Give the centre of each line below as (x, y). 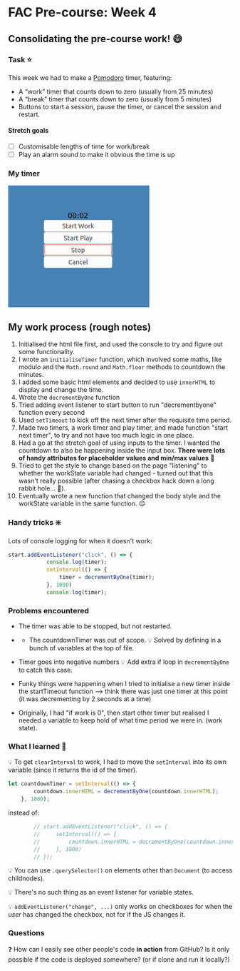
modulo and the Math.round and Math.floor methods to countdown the (122, 367)
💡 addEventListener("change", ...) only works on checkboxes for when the (120, 907)
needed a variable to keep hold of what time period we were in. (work (120, 720)
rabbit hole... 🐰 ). (42, 488)
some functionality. (47, 352)
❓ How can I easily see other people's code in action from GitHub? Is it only (119, 949)
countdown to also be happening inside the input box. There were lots (121, 451)
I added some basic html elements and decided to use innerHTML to (117, 382)
